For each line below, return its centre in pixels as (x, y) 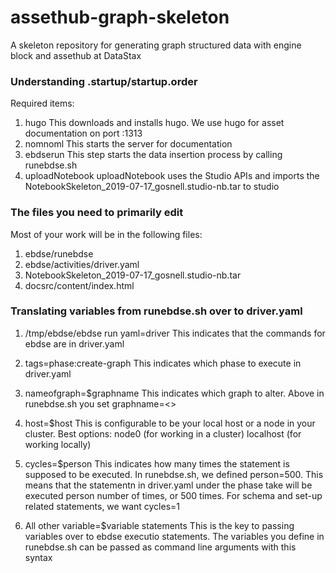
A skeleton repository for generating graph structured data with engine (156, 45)
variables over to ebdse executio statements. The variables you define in (174, 536)
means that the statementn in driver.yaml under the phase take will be (168, 485)
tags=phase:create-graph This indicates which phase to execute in (163, 363)
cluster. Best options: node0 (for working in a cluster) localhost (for (163, 433)
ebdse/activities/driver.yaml (82, 264)
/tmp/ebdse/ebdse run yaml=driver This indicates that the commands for (175, 333)
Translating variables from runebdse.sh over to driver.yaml (156, 311)
